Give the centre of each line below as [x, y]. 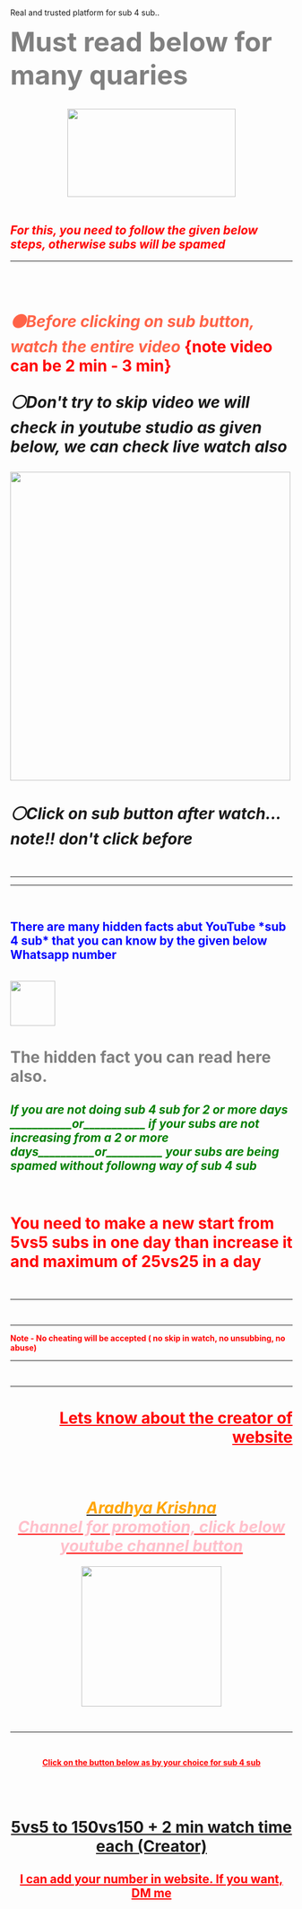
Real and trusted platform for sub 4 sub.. [85, 13]
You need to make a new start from [142, 1223]
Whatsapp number [64, 954]
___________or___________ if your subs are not [135, 1124]
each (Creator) [151, 1846]
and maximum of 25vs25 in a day [136, 1262]
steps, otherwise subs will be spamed [118, 244]
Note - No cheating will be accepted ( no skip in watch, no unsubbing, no [148, 1338]
